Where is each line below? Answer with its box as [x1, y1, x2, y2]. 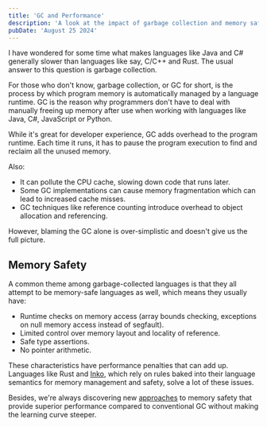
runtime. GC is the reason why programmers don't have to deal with [8, 97, 230, 107]
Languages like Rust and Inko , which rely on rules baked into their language [8, 369, 256, 378]
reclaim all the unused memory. [8, 146, 111, 156]
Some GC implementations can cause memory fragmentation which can [19, 186, 256, 196]
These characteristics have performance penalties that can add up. [8, 361, 229, 371]
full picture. [8, 235, 46, 245]
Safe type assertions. [19, 337, 90, 347]
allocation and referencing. [19, 212, 108, 221]
